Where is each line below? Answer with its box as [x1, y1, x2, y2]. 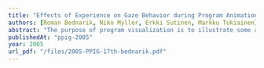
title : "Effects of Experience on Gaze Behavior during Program [8, 11, 223, 20]
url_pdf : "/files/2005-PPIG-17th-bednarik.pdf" [8, 48, 167, 55]
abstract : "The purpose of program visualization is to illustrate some [8, 26, 251, 34]
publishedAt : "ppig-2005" [8, 33, 93, 41]
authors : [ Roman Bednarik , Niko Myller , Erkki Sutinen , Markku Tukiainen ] [8, 19, 258, 27]
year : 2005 [8, 41, 44, 48]
